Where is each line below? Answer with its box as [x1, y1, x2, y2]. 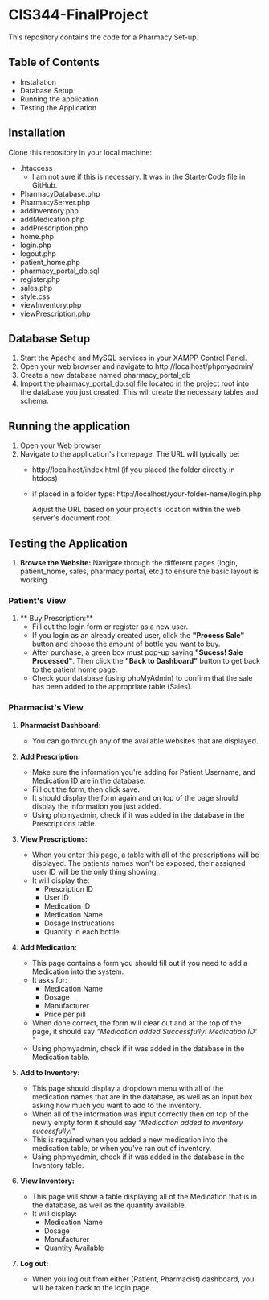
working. [19, 575, 50, 585]
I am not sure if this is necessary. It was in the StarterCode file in [31, 172, 246, 181]
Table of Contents [8, 56, 100, 69]
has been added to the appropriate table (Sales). [31, 682, 193, 692]
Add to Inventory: [19, 1067, 80, 1077]
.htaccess [19, 163, 53, 172]
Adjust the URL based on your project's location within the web [31, 505, 241, 515]
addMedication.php [19, 214, 85, 224]
